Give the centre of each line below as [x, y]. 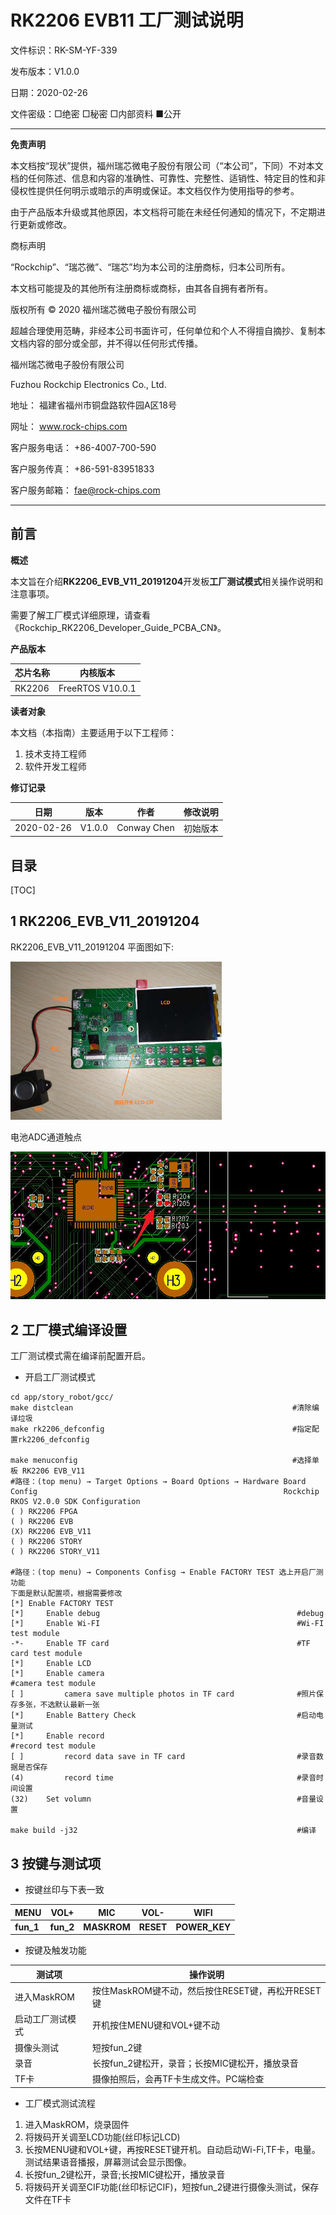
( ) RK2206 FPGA [44, 1512]
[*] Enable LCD [51, 1664]
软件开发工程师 [55, 766]
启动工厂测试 [41, 2019]
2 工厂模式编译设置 [69, 1329]
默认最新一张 [77, 1705]
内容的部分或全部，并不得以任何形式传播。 [115, 343]
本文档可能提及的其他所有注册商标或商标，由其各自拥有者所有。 [141, 288]
